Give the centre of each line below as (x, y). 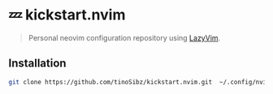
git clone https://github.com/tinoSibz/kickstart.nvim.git (110, 82)
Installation (37, 64)
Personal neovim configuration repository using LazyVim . (124, 37)
